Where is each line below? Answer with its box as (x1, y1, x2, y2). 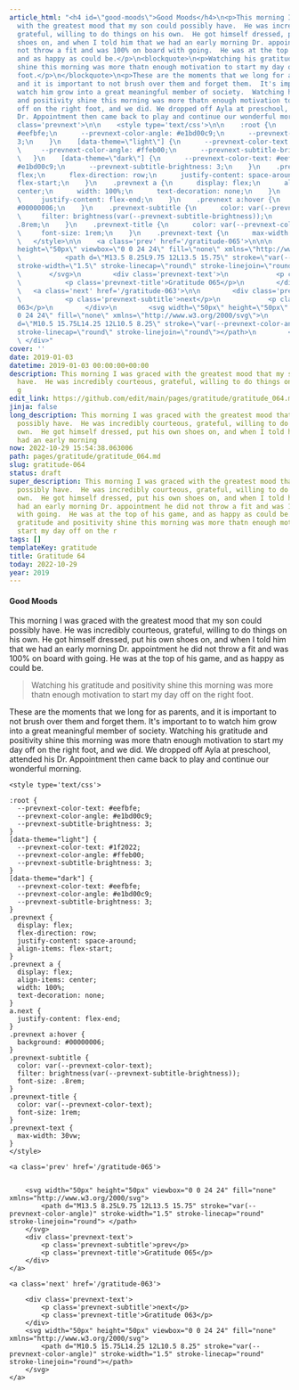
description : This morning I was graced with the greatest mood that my (9, 369, 285, 379)
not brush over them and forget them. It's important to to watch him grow (9, 716, 278, 727)
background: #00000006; (17, 1038, 105, 1047)
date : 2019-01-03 (9, 353, 74, 362)
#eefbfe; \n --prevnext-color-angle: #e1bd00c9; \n (17, 129, 225, 138)
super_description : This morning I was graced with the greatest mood (9, 477, 277, 486)
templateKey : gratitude (9, 543, 98, 552)
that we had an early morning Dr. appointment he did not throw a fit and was (9, 643, 289, 655)
